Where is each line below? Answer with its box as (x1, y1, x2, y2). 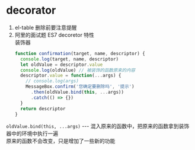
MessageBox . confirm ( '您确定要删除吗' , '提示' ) (25, 84, 135, 90)
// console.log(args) (25, 78, 79, 84)
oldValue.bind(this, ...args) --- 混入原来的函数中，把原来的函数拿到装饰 (6, 123, 190, 130)
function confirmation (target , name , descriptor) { (14, 50, 145, 56)
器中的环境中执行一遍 (6, 130, 58, 137)
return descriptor (20, 106, 66, 111)
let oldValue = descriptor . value (20, 62, 103, 68)
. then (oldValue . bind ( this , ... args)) (30, 90, 124, 95)
